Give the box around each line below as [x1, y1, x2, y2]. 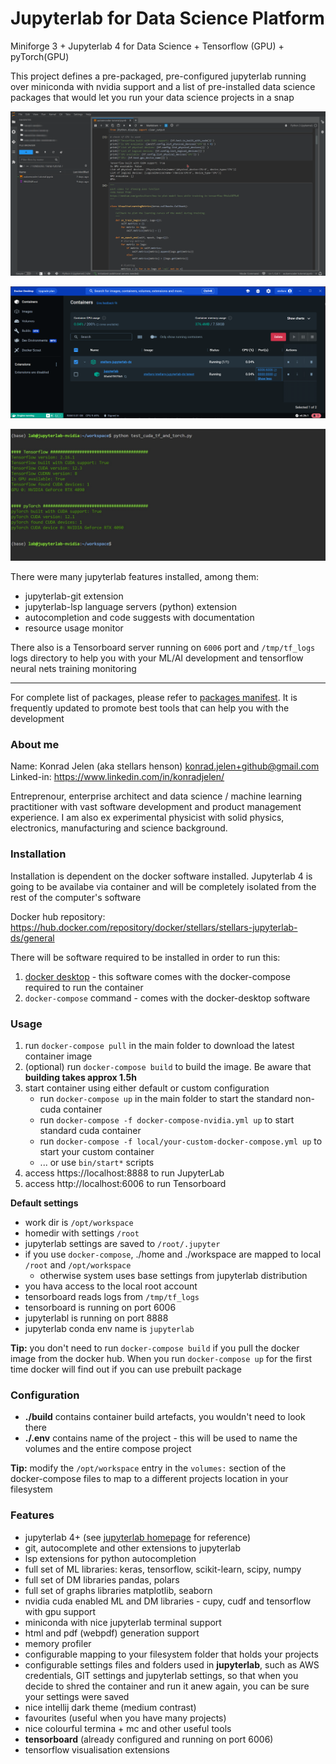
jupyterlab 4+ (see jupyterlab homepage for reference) [24, 1531, 252, 1543]
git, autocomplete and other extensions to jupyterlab [24, 1542, 242, 1554]
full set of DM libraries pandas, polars [24, 1573, 180, 1586]
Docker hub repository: [10, 910, 106, 922]
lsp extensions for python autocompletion [24, 1552, 197, 1564]
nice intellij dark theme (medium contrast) [24, 1701, 197, 1713]
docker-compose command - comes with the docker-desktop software [24, 992, 311, 1004]
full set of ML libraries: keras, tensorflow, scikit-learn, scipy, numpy [24, 1563, 302, 1575]
